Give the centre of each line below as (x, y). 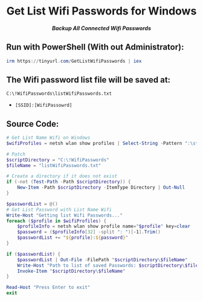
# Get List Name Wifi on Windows (48, 138)
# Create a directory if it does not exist (62, 176)
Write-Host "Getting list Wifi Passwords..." (64, 215)
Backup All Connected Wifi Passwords (101, 28)
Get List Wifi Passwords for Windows (101, 11)
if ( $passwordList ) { (34, 254)
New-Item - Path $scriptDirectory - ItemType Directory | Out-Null (101, 188)
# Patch (16, 154)
